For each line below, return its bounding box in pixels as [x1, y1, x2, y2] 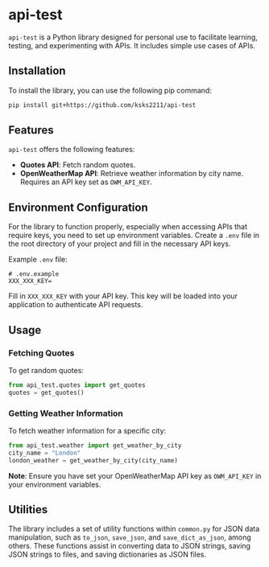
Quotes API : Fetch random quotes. [19, 160, 136, 170]
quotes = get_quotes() [8, 388, 85, 396]
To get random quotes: [8, 365, 85, 375]
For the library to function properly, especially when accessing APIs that [8, 222, 248, 232]
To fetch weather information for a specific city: [8, 425, 167, 435]
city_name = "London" [8, 449, 81, 457]
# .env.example [8, 270, 60, 278]
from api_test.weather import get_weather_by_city [8, 441, 182, 450]
